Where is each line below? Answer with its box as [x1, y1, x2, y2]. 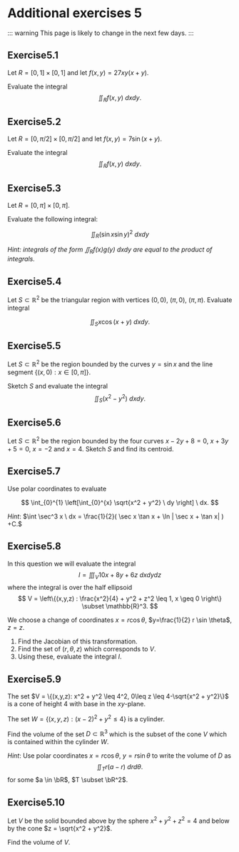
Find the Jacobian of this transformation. [17, 637, 138, 646]
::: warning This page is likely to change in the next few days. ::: [7, 29, 194, 37]
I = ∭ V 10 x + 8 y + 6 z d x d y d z [78, 570, 162, 581]
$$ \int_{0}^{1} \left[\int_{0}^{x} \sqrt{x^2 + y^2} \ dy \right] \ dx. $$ [21, 498, 219, 506]
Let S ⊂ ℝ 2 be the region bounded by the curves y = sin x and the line [7, 359, 213, 369]
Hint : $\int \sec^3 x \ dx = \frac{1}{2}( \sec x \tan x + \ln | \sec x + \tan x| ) [7, 512, 224, 521]
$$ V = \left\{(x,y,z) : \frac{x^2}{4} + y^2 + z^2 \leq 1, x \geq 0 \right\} [17, 594, 223, 603]
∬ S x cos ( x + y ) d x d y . [89, 317, 151, 328]
